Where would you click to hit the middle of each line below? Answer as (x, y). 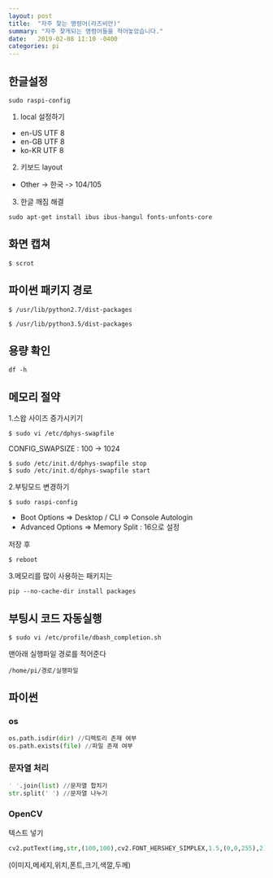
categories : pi (34, 46)
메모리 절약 (35, 397)
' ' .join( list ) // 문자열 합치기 (58, 786)
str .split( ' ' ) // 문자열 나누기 (58, 793)
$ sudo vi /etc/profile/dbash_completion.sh (85, 638)
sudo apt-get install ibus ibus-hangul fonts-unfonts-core (110, 217)
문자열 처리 (29, 768)
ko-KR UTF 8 (42, 150)
